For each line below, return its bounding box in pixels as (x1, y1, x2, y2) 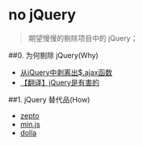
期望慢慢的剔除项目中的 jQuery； (27, 33, 138, 43)
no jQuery (8, 6, 77, 24)
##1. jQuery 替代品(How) (8, 94, 90, 104)
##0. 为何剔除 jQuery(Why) (8, 50, 99, 60)
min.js (19, 119, 40, 129)
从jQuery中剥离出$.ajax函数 (19, 67, 113, 77)
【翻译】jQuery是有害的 (19, 77, 99, 87)
